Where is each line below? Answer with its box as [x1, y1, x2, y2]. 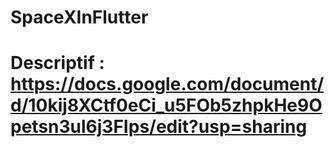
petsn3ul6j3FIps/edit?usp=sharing [10, 116, 308, 138]
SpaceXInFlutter [10, 6, 149, 29]
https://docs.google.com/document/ [10, 73, 325, 96]
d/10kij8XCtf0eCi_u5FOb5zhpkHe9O [10, 94, 323, 117]
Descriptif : [10, 52, 105, 75]
